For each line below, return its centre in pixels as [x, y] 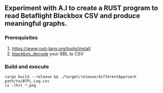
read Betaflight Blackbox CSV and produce [73, 16]
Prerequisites [21, 38]
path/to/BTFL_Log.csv [27, 81]
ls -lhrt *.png [20, 85]
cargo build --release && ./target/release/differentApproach [71, 77]
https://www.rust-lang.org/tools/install [51, 48]
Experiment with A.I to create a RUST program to [81, 8]
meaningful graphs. [36, 23]
